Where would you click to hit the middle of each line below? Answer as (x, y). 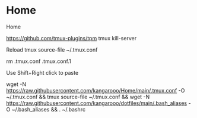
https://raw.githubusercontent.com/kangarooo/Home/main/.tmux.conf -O (96, 90)
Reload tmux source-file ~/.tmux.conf (52, 50)
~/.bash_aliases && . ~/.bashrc (49, 109)
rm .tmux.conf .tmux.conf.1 (39, 61)
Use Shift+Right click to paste (42, 72)
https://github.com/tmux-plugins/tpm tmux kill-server (72, 38)
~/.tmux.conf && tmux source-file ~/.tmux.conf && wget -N (78, 97)
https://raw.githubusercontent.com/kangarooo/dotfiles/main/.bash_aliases (97, 103)
